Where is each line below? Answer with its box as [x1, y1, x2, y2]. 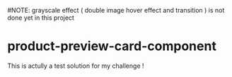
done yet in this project [7, 13, 74, 22]
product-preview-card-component [7, 38, 217, 54]
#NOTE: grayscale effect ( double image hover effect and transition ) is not [7, 6, 225, 14]
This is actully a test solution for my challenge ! [7, 61, 144, 70]
